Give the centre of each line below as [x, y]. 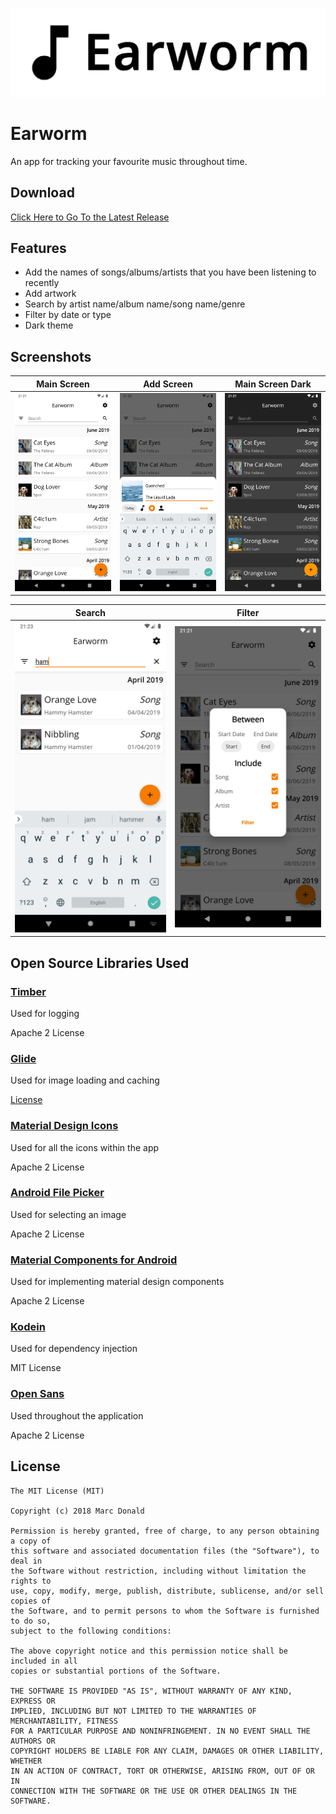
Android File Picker [57, 1193]
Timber [28, 991]
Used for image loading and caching [85, 1080]
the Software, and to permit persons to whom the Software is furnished [165, 1611]
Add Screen [168, 384]
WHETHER [26, 1761]
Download [42, 193]
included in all [44, 1661]
